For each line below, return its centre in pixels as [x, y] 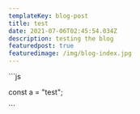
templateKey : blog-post [49, 16]
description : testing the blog [61, 38]
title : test [28, 23]
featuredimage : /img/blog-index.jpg [70, 53]
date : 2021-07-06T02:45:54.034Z [63, 31]
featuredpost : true [41, 46]
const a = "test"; [36, 92]
